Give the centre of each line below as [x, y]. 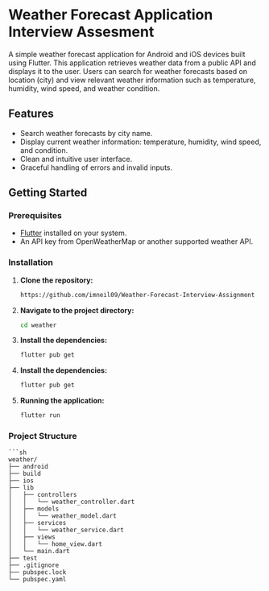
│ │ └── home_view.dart [56, 544]
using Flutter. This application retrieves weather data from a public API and [132, 63]
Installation [31, 262]
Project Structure [43, 436]
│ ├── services [37, 523]
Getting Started [48, 193]
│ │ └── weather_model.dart [62, 516]
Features [31, 114]
